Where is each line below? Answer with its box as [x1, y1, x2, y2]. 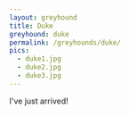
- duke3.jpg [17, 71, 62, 80]
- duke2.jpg [17, 63, 62, 72]
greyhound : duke [9, 29, 69, 38]
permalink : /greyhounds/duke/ [9, 37, 122, 47]
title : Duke [9, 21, 53, 30]
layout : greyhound [9, 12, 77, 22]
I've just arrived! [9, 95, 69, 106]
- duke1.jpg [17, 54, 62, 63]
